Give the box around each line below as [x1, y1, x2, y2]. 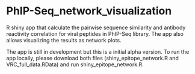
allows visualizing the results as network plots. [6, 36, 122, 44]
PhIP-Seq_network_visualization [6, 4, 172, 18]
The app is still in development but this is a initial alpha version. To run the [6, 48, 190, 55]
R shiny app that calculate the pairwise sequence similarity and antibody [6, 24, 186, 31]
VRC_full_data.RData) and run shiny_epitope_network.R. [6, 61, 144, 68]
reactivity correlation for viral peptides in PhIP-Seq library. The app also [6, 30, 184, 37]
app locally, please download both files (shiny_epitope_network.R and [6, 54, 179, 61]
